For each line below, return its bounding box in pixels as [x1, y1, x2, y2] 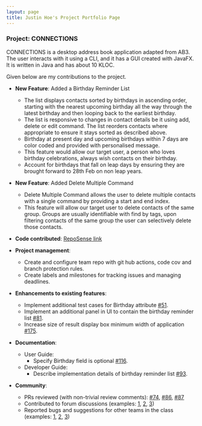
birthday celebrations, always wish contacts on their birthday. [24, 154, 178, 161]
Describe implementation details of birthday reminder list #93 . [33, 370, 187, 377]
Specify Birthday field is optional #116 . [33, 357, 128, 364]
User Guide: [24, 350, 54, 358]
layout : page [6, 8, 39, 15]
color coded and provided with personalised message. [24, 141, 160, 149]
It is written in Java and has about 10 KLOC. [6, 61, 115, 69]
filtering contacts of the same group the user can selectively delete [24, 217, 192, 224]
